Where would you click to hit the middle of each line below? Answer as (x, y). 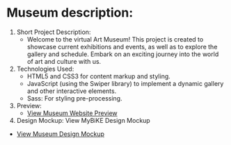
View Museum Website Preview (72, 113)
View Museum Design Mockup (61, 134)
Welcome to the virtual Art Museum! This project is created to (115, 39)
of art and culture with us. (64, 61)
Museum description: (70, 13)
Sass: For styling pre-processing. (74, 98)
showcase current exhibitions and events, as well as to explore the (122, 46)
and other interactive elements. (72, 91)
